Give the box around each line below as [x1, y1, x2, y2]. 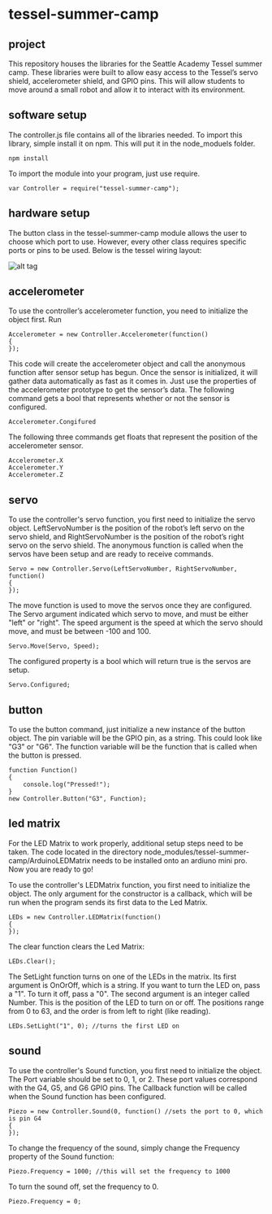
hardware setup [8, 207, 91, 221]
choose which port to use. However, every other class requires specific [8, 237, 247, 247]
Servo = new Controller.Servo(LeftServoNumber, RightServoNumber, [8, 565, 238, 574]
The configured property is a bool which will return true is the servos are [8, 657, 252, 666]
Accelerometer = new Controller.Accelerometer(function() [8, 330, 209, 338]
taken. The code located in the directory [8, 847, 143, 857]
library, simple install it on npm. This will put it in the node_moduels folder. [8, 138, 256, 148]
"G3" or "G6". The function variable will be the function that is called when [8, 742, 257, 752]
